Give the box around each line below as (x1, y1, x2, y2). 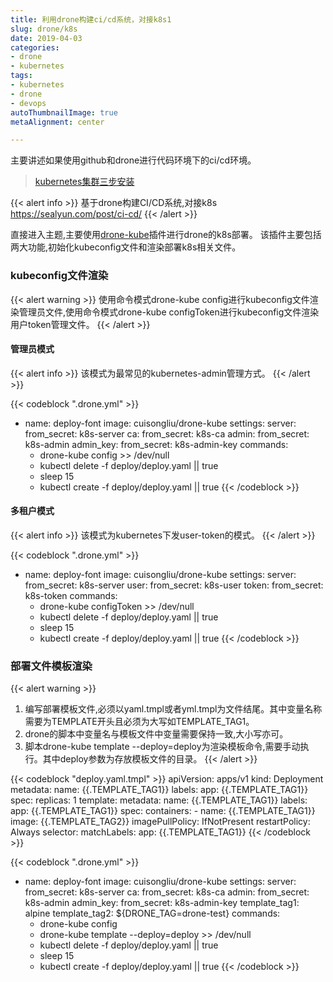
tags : (10, 71, 33, 81)
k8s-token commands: (24, 589, 118, 601)
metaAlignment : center (10, 117, 105, 127)
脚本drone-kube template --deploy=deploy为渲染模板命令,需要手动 (24, 741, 301, 753)
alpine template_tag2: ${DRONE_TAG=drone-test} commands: (24, 907, 281, 920)
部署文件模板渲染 (10, 659, 93, 673)
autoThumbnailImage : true (10, 107, 118, 118)
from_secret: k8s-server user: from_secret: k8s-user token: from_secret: (24, 579, 324, 591)
